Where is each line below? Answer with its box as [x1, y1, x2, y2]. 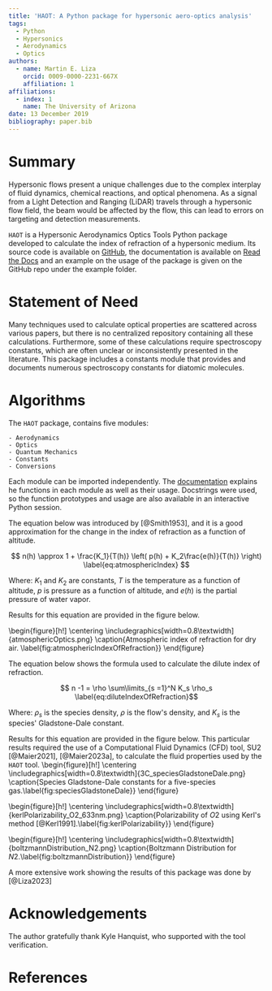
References [8, 968, 88, 987]
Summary [8, 153, 76, 171]
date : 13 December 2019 [8, 110, 89, 119]
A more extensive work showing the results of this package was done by [8, 868, 252, 877]
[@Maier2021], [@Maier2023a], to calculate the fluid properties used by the [8, 751, 262, 761]
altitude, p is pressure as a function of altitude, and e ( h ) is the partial [8, 586, 238, 595]
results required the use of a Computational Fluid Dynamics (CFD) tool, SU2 [8, 742, 261, 752]
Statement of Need [8, 293, 139, 311]
